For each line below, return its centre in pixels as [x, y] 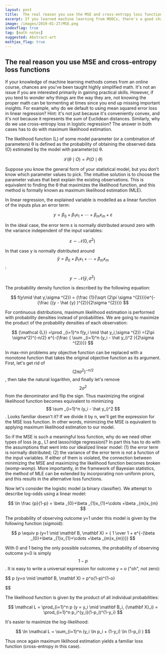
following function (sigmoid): [34, 523]
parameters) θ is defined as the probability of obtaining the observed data [81, 144]
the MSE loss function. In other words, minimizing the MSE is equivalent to [81, 422]
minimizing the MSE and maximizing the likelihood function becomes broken [83, 463]
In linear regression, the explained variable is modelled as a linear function [81, 200]
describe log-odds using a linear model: [46, 493]
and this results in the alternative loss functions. [54, 479]
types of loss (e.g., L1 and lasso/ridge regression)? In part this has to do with [83, 442]
